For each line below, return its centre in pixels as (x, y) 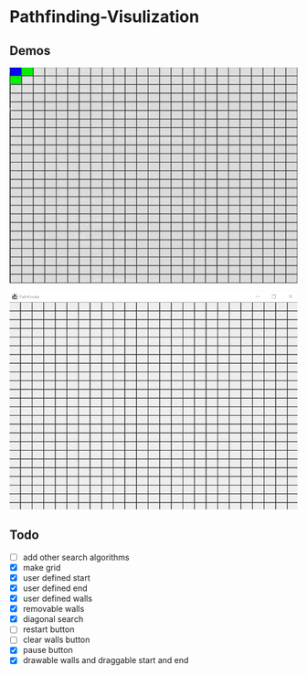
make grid (42, 567)
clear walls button (56, 640)
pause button (48, 650)
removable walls (53, 609)
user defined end (55, 588)
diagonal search (53, 619)
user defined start (57, 577)
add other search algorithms (76, 557)
